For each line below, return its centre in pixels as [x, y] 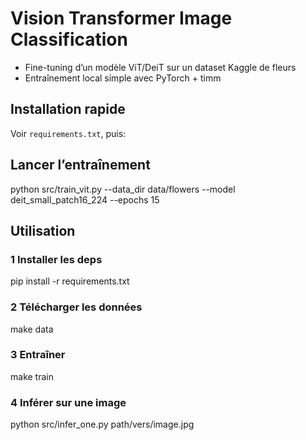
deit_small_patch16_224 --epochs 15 [85, 199]
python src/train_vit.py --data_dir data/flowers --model [123, 189]
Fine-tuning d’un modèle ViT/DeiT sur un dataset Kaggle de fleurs [160, 67]
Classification [69, 39]
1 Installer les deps [56, 259]
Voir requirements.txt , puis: [68, 133]
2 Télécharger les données [76, 307]
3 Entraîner [38, 355]
